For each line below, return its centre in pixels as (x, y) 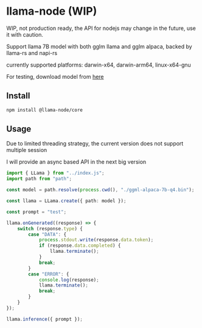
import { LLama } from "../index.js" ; (55, 173)
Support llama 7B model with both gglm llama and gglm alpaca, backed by (99, 46)
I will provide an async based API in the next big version (76, 162)
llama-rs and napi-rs (32, 53)
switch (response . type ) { (50, 228)
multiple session (27, 150)
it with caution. (25, 34)
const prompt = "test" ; (37, 212)
